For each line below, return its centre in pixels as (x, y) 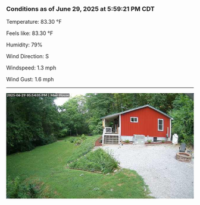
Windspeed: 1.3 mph (31, 68)
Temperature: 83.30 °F (34, 22)
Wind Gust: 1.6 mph (30, 80)
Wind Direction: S (28, 56)
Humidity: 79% (24, 45)
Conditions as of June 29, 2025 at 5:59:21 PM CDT (80, 9)
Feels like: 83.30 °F (30, 33)
